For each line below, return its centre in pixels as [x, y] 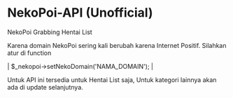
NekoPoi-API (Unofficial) [80, 13]
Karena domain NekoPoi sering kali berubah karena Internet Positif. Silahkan [117, 45]
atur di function [29, 53]
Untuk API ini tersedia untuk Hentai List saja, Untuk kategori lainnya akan [112, 80]
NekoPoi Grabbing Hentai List [50, 32]
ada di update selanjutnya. [45, 87]
